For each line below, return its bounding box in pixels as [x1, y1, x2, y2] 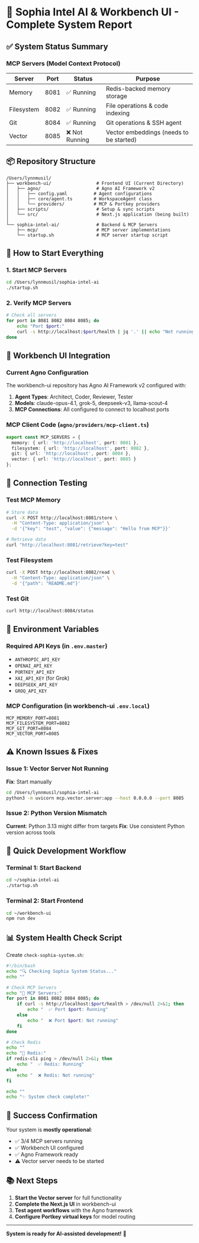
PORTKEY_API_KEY [14, 669, 55, 675]
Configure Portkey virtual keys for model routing [14, 1213, 136, 1220]
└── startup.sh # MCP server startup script [17, 232, 168, 238]
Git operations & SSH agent [105, 118, 182, 127]
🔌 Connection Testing [6, 478, 88, 488]
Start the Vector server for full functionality [14, 1194, 122, 1201]
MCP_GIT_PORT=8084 [6, 725, 52, 732]
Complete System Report [6, 18, 133, 31]
